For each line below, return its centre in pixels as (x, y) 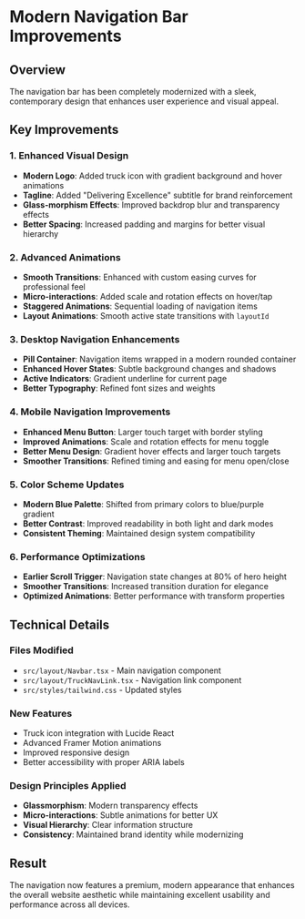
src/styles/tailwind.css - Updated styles (102, 689)
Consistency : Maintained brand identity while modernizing (133, 834)
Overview (38, 70)
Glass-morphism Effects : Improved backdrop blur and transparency (151, 204)
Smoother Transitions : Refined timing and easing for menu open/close (156, 461)
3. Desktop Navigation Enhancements (95, 339)
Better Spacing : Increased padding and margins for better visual (144, 224)
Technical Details (60, 624)
